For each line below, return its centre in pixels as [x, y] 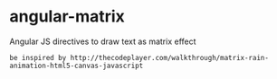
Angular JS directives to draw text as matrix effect [103, 41]
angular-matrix [67, 17]
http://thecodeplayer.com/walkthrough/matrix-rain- [170, 57]
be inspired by [38, 57]
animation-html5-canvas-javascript [76, 66]
